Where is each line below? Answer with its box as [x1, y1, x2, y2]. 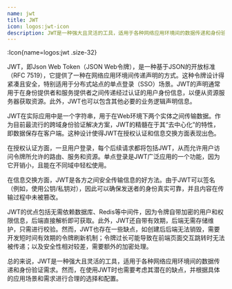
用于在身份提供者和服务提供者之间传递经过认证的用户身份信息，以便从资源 [7, 88, 219, 97]
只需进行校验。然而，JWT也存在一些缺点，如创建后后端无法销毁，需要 [19, 225, 220, 234]
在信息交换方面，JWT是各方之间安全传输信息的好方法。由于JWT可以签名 [7, 176, 215, 184]
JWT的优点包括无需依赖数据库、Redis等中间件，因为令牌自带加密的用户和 [7, 208, 218, 216]
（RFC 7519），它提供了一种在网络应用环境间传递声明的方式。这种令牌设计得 [7, 71, 224, 80]
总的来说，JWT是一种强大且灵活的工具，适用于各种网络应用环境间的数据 [7, 257, 214, 265]
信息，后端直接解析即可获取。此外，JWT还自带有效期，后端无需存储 [12, 216, 209, 225]
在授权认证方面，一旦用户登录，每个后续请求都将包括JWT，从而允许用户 [7, 144, 214, 152]
